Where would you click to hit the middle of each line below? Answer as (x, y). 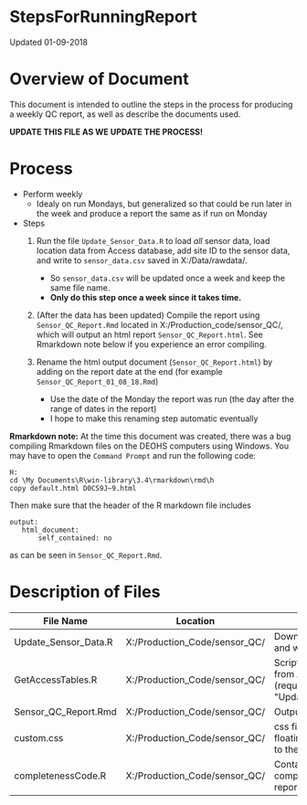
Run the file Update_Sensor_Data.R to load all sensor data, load (153, 240)
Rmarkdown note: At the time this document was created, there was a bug (150, 436)
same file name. (80, 287)
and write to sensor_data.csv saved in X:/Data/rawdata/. (142, 260)
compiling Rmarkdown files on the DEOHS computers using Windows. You (149, 446)
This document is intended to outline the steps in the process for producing (151, 104)
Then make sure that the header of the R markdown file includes (130, 505)
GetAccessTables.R (56, 680)
